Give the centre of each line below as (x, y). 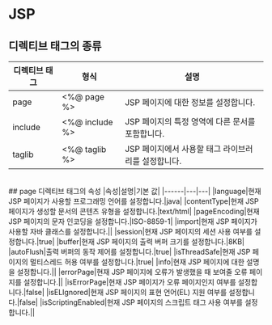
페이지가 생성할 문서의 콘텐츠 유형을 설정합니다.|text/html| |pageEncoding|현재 (134, 211)
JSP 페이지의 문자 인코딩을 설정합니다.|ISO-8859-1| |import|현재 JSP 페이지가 (133, 222)
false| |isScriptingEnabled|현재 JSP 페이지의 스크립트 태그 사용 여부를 (131, 302)
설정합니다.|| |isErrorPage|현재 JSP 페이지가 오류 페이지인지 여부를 (130, 282)
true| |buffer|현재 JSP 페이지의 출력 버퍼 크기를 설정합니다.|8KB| (142, 242)
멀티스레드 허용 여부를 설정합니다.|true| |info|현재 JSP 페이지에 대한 (137, 262)
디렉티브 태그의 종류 (55, 46)
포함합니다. (145, 134)
